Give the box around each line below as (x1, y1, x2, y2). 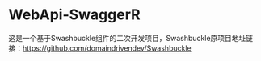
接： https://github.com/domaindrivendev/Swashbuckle (8, 43, 192, 53)
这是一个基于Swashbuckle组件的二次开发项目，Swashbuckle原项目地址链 (8, 33, 254, 43)
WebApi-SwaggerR (8, 6, 141, 24)
